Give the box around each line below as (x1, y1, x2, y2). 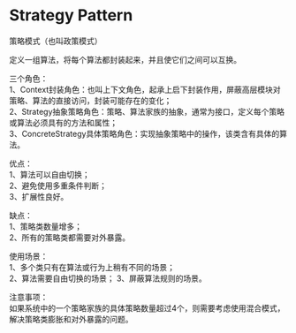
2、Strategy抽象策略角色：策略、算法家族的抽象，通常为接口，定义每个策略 (9, 106, 285, 117)
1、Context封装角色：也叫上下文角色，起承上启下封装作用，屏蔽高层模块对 (9, 84, 281, 95)
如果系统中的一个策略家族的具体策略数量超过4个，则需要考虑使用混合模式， (9, 302, 285, 314)
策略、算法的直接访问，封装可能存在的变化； (9, 95, 172, 106)
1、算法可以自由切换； (9, 169, 90, 179)
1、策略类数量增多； (9, 221, 82, 231)
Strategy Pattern (9, 5, 133, 26)
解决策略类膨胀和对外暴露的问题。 (9, 314, 133, 324)
